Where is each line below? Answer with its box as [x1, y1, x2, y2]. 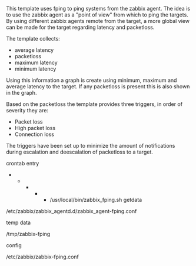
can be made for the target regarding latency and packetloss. [6, 24, 155, 31]
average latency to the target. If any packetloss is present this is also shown [6, 83, 190, 90]
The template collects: [6, 35, 60, 42]
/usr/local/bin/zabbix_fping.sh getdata [49, 197, 142, 203]
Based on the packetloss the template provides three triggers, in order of [6, 101, 183, 108]
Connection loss [14, 131, 55, 138]
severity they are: [6, 107, 49, 114]
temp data [6, 219, 31, 226]
